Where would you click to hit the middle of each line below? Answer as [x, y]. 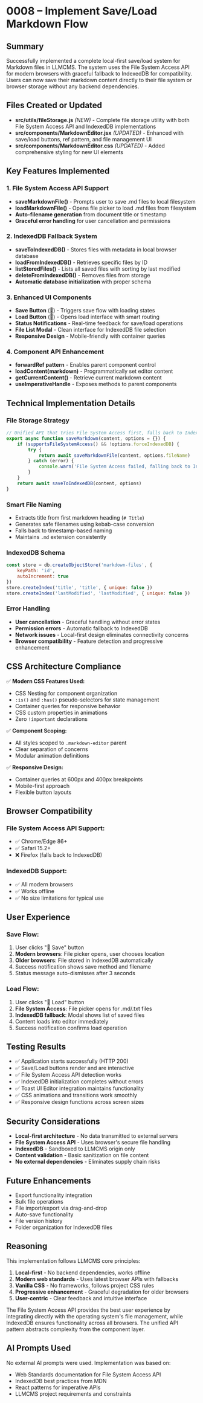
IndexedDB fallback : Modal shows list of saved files [80, 1015]
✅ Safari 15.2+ [33, 848]
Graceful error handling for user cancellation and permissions [93, 221]
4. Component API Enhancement [55, 352]
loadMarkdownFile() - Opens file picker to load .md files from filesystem [105, 208]
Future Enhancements [49, 1180]
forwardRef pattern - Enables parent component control [85, 365]
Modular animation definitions [52, 755]
